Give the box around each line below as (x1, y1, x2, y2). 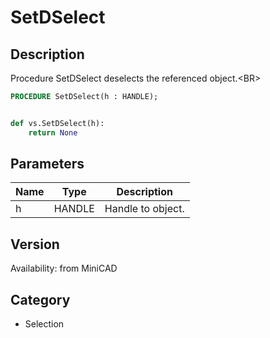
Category (10, 291, 71, 308)
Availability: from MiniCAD (10, 262, 118, 275)
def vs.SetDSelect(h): (10, 118, 105, 128)
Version (10, 236, 60, 253)
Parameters (10, 156, 85, 173)
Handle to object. (104, 202, 185, 216)
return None (28, 127, 78, 138)
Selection (24, 318, 65, 330)
